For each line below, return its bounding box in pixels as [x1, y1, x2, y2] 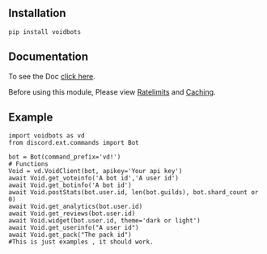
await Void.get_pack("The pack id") [8, 231, 132, 239]
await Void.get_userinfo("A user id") [8, 224, 139, 232]
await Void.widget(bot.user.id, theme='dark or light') [8, 217, 201, 225]
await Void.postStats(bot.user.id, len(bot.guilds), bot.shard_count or [8, 188, 259, 197]
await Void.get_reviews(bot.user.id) [8, 210, 136, 218]
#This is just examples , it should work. [8, 238, 154, 246]
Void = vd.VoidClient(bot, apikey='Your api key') [8, 167, 183, 176]
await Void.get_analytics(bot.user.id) [8, 202, 143, 211]
